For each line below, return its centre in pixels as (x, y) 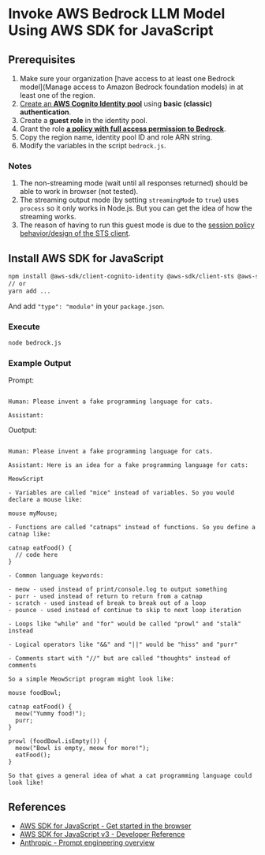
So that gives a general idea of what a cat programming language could (130, 776)
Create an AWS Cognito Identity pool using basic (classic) (116, 104)
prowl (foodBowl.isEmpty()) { (58, 741)
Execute (24, 327)
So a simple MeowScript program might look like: (91, 679)
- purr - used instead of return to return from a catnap (105, 596)
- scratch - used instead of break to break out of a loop (107, 603)
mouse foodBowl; (35, 693)
